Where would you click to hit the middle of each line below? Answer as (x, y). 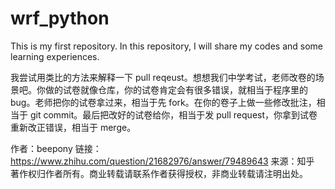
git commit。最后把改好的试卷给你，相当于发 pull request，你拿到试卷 (173, 114)
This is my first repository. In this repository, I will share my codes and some (167, 46)
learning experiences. (55, 56)
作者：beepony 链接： (56, 148)
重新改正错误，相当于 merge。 (73, 127)
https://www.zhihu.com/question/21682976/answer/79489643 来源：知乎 (162, 161)
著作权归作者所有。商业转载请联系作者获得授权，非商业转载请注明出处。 (159, 173)
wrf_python (60, 18)
